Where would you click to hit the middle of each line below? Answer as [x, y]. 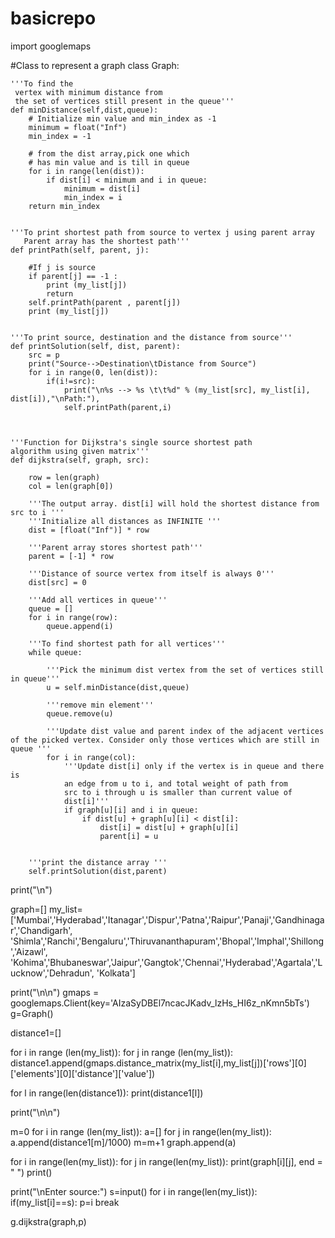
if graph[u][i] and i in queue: [131, 810]
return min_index [64, 206]
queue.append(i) [80, 626]
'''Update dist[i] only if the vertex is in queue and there [194, 766]
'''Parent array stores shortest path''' [115, 547]
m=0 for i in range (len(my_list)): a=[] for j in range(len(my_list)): [141, 1131]
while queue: [55, 652]
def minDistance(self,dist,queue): [84, 110]
